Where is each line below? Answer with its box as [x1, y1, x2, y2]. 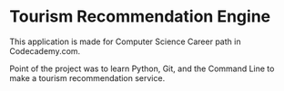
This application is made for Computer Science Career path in [9, 36, 241, 47]
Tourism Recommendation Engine [9, 6, 271, 27]
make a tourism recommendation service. [9, 72, 166, 83]
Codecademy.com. [9, 45, 81, 56]
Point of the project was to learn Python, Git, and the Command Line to [9, 63, 275, 74]
